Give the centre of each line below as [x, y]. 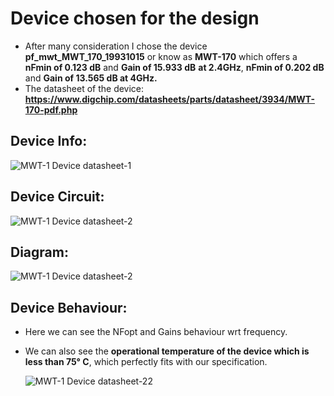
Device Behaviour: [69, 307]
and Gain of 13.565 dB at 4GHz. [91, 78]
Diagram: [39, 252]
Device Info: [49, 141]
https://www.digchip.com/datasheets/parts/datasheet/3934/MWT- [169, 99]
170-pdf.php [51, 109]
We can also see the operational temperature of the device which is [167, 351]
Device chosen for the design [135, 18]
